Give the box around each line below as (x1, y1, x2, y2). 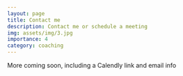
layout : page (7, 10, 45, 17)
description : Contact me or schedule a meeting (7, 23, 148, 30)
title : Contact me (7, 17, 61, 23)
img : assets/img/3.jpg (7, 29, 73, 37)
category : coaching (7, 42, 64, 49)
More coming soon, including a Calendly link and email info (7, 61, 177, 69)
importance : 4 (7, 36, 49, 43)
